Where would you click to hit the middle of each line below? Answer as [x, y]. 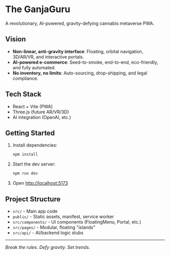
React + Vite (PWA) [33, 106]
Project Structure [33, 199]
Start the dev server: [34, 164]
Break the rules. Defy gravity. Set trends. [48, 247]
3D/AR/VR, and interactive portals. [48, 57]
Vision [16, 39]
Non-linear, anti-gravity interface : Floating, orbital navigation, [78, 51]
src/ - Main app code [35, 211]
